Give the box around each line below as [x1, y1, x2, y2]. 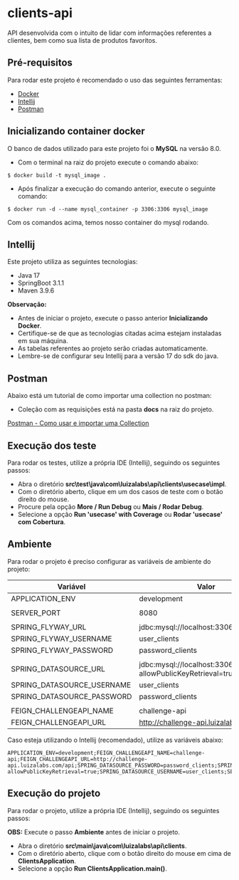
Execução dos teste [7, 439, 97, 451]
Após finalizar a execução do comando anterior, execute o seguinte [17, 184, 216, 193]
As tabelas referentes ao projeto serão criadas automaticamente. [17, 344, 208, 353]
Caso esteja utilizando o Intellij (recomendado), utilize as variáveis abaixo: [7, 735, 224, 744]
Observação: [7, 300, 47, 309]
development [138, 593, 184, 603]
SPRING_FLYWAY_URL [11, 622, 87, 632]
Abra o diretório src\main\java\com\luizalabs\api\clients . [17, 842, 187, 850]
